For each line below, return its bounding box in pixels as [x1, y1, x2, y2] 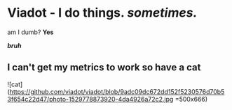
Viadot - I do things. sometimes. [7, 5, 198, 21]
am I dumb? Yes [7, 28, 54, 36]
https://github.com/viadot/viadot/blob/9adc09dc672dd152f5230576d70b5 [9, 87, 225, 95]
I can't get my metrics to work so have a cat [7, 61, 201, 74]
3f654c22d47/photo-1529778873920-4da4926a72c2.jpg [7, 95, 174, 103]
